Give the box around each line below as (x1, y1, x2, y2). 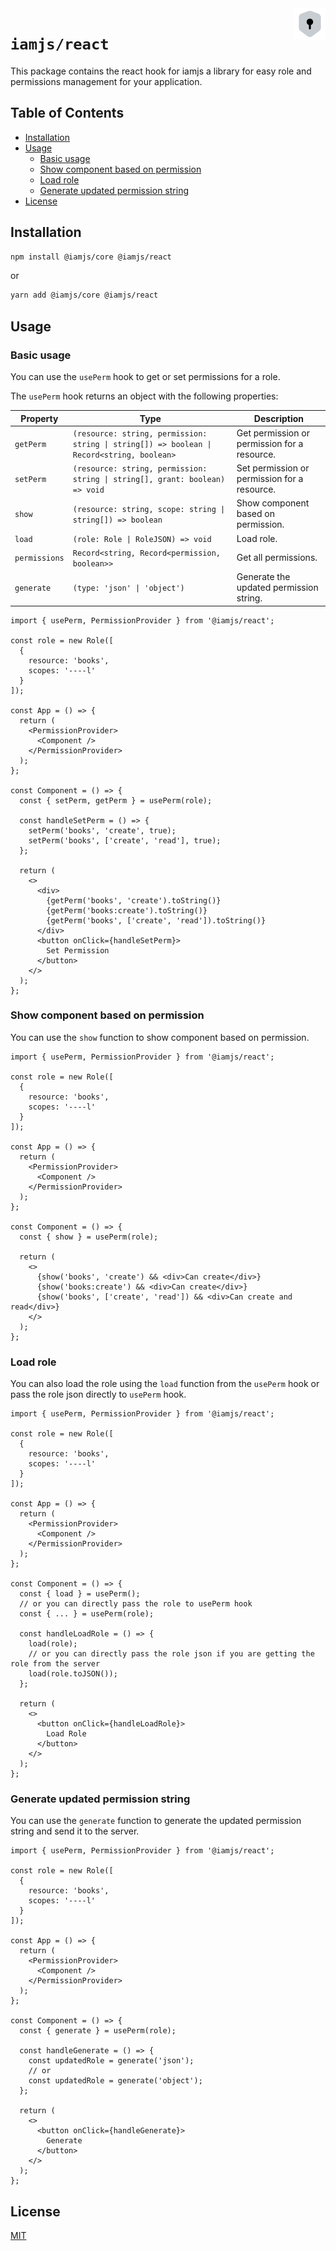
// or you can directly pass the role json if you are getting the (28, 1649, 315, 1659)
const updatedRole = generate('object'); (28, 2076, 203, 2086)
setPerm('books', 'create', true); (28, 825, 177, 836)
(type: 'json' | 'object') (72, 583, 185, 593)
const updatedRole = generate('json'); (28, 2056, 195, 2066)
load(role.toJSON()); (28, 1669, 118, 1679)
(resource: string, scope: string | (72, 504, 226, 514)
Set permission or (236, 462, 310, 474)
